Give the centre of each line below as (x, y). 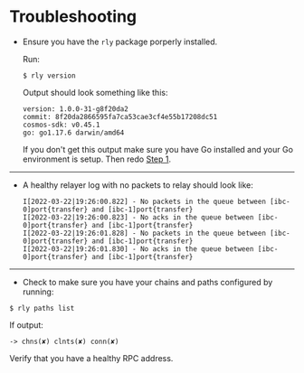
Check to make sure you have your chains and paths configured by (147, 282)
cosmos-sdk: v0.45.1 (61, 125)
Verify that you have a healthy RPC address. (91, 358)
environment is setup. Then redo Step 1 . (97, 159)
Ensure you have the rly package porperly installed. (120, 42)
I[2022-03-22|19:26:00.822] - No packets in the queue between (144, 201)
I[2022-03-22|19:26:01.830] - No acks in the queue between (138, 249)
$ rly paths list (42, 308)
